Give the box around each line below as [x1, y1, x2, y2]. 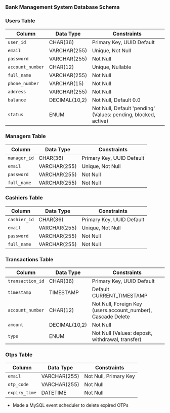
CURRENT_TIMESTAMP [92, 292, 148, 299]
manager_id [8, 155, 34, 161]
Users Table [5, 17, 35, 24]
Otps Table [5, 351, 33, 358]
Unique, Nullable [92, 63, 132, 71]
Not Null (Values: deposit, [92, 330, 153, 337]
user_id [8, 40, 26, 45]
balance [8, 97, 26, 103]
